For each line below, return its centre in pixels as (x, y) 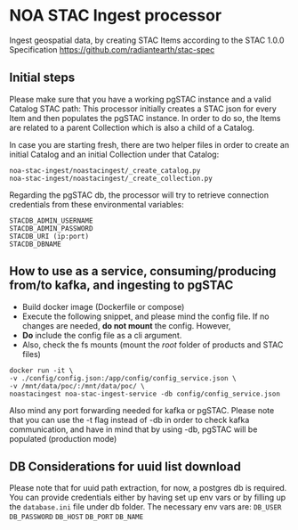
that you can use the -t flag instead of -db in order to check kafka (129, 420)
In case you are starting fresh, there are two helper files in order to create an (149, 144)
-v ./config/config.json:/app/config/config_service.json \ (123, 378)
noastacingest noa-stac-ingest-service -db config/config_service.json (145, 394)
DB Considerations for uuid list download (125, 466)
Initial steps (42, 78)
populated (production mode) (63, 438)
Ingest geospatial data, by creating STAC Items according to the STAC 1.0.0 (147, 40)
